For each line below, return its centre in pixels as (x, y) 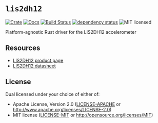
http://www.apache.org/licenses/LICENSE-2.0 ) (62, 109)
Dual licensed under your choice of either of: (53, 94)
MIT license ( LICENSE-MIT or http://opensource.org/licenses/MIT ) (83, 115)
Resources (23, 48)
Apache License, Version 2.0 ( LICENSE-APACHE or (67, 104)
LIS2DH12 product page (38, 60)
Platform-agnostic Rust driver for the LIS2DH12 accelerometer (71, 32)
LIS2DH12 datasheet (34, 66)
